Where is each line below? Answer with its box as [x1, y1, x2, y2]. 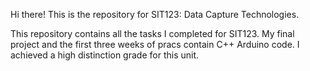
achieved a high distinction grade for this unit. [10, 49, 200, 61]
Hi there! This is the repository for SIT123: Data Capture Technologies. [10, 9, 300, 20]
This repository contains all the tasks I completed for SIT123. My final [10, 28, 295, 39]
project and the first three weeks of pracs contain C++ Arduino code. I [10, 39, 300, 50]
